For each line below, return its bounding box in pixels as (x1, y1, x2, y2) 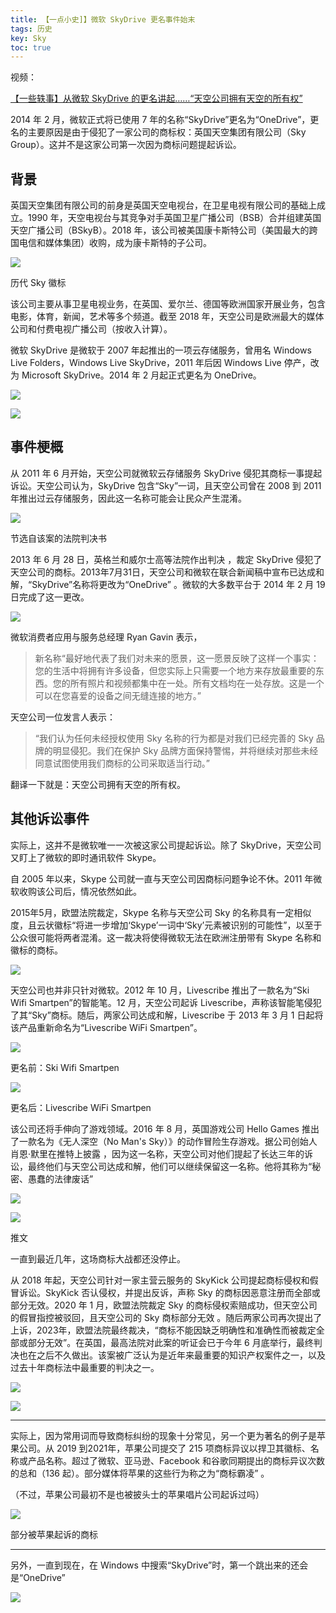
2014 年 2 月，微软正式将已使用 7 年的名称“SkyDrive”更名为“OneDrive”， (10, 114, 311, 126)
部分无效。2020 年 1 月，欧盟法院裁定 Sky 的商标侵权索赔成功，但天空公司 (10, 1299, 318, 1311)
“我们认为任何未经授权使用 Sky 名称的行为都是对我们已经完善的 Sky (34, 732, 314, 744)
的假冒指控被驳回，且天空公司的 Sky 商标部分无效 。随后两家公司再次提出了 (10, 1311, 323, 1323)
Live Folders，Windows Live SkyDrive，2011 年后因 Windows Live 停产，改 (10, 357, 320, 369)
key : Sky (10, 33, 47, 43)
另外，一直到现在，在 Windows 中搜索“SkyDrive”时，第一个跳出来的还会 (10, 1559, 309, 1571)
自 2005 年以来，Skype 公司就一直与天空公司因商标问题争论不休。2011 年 (10, 872, 314, 885)
